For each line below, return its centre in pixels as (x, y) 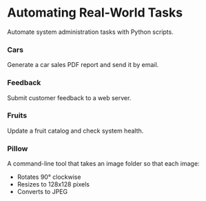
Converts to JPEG (42, 192)
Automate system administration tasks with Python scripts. (90, 32)
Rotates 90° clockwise (49, 177)
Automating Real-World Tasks (95, 13)
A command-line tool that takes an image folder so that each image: (103, 164)
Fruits (17, 115)
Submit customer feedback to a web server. (69, 97)
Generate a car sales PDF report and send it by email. (83, 65)
